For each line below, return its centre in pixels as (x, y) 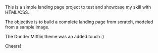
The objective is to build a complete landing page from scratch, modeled (79, 22)
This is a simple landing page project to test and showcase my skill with (78, 7)
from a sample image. (27, 27)
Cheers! (13, 46)
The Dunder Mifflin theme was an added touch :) (55, 37)
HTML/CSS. (17, 12)
